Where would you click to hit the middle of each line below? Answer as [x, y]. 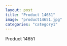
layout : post [19, 10]
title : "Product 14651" [30, 15]
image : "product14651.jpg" [34, 19]
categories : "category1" [31, 24]
